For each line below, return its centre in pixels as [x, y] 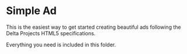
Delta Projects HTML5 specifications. [51, 33]
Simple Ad [31, 11]
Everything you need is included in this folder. [61, 45]
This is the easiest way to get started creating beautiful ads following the [93, 27]
